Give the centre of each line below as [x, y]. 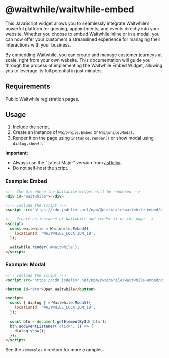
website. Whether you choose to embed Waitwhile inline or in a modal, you [82, 34]
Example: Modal [25, 265]
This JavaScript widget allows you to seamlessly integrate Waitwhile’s [77, 23]
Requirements [28, 87]
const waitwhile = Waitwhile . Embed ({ [49, 229]
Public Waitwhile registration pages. [42, 99]
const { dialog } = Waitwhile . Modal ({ [51, 303]
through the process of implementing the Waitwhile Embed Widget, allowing [84, 65]
